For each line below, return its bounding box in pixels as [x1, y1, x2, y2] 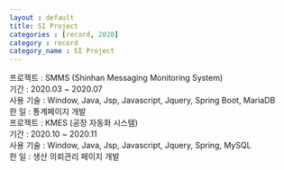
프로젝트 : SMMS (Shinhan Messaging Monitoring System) [9, 73, 224, 84]
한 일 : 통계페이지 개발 [9, 106, 87, 117]
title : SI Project [9, 22, 78, 31]
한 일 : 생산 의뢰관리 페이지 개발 [9, 151, 120, 162]
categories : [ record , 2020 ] [9, 30, 119, 39]
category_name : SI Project [9, 47, 115, 56]
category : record [9, 38, 78, 48]
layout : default [9, 13, 75, 22]
